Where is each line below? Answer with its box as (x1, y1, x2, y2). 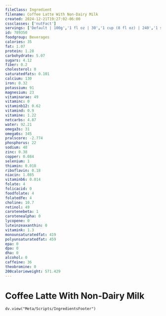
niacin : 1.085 (5, 172, 35, 178)
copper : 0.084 (5, 154, 35, 159)
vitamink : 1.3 (5, 228, 35, 233)
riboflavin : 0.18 (5, 168, 41, 173)
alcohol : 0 (5, 255, 28, 260)
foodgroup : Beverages (5, 35, 50, 40)
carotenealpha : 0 (5, 214, 41, 219)
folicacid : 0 (5, 186, 32, 191)
